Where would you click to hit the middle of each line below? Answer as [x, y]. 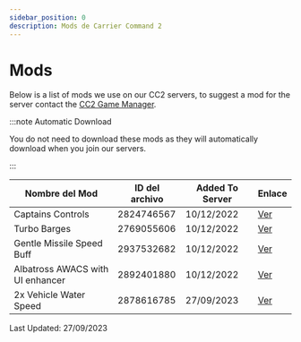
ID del [147, 188]
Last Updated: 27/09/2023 [58, 329]
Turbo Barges [43, 229]
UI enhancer [39, 280]
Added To [217, 188]
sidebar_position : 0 [48, 17]
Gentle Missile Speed [58, 244]
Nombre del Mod [61, 193]
